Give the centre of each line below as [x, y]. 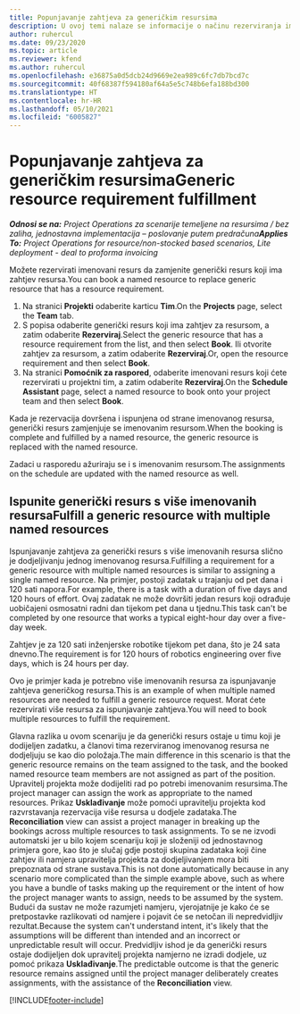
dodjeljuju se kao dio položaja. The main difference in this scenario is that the [150, 755]
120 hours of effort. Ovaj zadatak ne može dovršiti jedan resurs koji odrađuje [150, 599]
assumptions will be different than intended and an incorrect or [125, 935]
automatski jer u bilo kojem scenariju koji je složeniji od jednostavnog [136, 840]
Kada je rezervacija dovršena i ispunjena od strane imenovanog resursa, [142, 419]
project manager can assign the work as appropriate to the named [131, 792]
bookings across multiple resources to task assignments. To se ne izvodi [143, 831]
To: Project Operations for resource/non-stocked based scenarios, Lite [140, 243]
